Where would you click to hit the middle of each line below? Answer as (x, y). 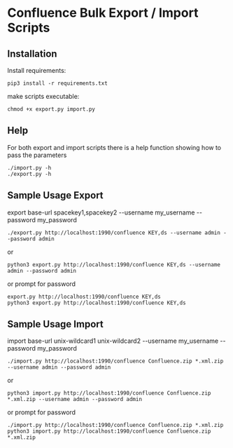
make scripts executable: (43, 96)
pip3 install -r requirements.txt (58, 83)
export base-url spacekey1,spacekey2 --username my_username (101, 212)
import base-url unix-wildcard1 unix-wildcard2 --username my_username (113, 341)
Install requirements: (37, 70)
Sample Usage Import (55, 324)
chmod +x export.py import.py (51, 109)
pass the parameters (37, 155)
